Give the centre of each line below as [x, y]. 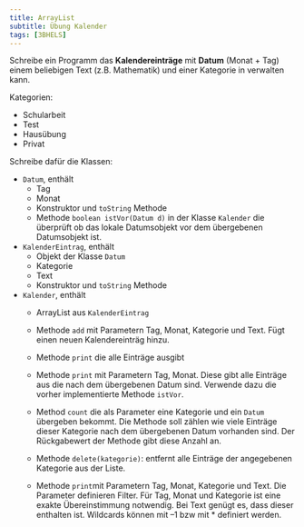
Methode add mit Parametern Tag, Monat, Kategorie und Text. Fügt [161, 330]
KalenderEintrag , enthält [69, 247]
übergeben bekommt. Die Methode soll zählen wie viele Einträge [157, 422]
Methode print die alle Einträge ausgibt [110, 358]
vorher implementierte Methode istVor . [110, 394]
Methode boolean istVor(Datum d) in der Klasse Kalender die [150, 218]
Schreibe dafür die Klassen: [61, 162]
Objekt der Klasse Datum [80, 256]
